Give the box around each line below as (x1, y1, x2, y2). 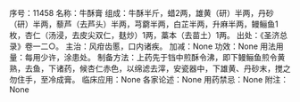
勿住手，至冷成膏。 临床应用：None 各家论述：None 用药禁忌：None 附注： (9, 75, 288, 84)
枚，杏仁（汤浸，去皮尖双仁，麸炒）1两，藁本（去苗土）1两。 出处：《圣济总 (9, 30, 288, 40)
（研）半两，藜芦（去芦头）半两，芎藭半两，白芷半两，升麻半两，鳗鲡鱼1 (9, 19, 279, 29)
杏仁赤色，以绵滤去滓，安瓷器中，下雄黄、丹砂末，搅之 (87, 63, 291, 74)
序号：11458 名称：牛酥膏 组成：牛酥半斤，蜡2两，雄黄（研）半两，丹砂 (9, 8, 274, 18)
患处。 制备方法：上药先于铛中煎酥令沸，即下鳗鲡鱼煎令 (71, 52, 278, 62)
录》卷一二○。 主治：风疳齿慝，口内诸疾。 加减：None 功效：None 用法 (9, 41, 277, 51)
